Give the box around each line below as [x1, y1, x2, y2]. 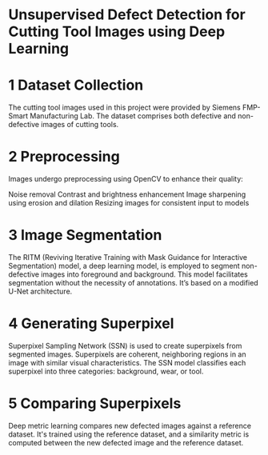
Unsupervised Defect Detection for [8, 6, 246, 24]
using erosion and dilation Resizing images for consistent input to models [8, 198, 250, 208]
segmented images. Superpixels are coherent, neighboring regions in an [8, 349, 246, 359]
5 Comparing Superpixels [8, 394, 182, 413]
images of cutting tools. [41, 120, 119, 130]
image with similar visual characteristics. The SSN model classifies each [8, 357, 246, 367]
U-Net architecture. [8, 286, 73, 296]
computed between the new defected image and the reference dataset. [8, 437, 244, 447]
